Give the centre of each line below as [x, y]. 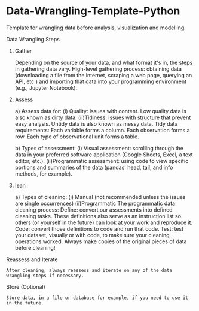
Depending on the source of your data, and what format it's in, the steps [104, 62]
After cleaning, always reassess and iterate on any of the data [89, 270]
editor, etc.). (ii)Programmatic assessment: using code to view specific [102, 161]
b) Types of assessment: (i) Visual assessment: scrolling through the [99, 148]
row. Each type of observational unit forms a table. [77, 137]
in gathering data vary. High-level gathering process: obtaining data [98, 69]
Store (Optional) [26, 286]
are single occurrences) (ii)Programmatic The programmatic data [95, 203]
